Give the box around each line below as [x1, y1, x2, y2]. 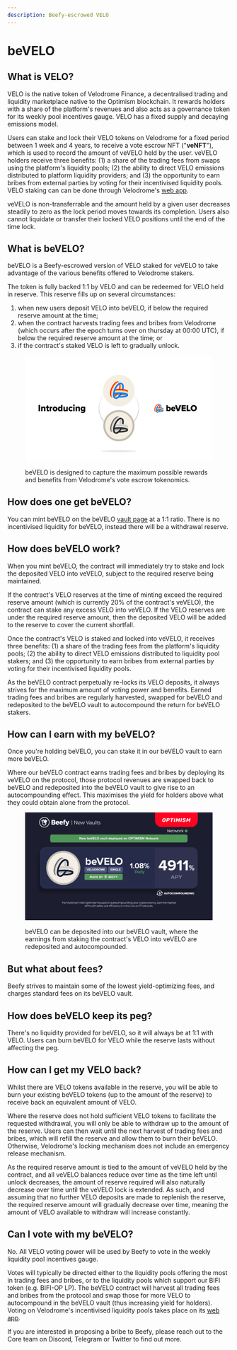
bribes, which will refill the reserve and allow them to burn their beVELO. [7, 1134, 218, 1142]
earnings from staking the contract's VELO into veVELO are [25, 935, 197, 943]
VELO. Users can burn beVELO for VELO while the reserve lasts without [7, 1036, 215, 1044]
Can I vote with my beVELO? [7, 1228, 134, 1240]
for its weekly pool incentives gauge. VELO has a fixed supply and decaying [7, 112, 229, 120]
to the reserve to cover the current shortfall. [7, 620, 135, 629]
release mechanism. [7, 1149, 67, 1158]
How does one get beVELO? [7, 496, 132, 508]
